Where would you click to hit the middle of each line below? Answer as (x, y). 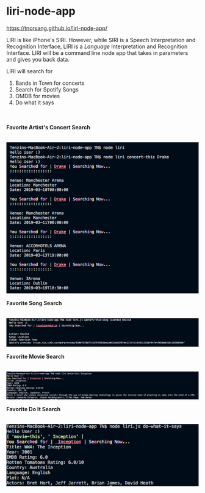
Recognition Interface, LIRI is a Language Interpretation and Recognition (97, 46)
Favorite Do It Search (34, 409)
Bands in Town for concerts (50, 83)
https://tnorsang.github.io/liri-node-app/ (57, 28)
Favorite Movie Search (36, 356)
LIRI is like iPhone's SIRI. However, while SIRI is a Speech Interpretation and (101, 40)
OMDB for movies (37, 96)
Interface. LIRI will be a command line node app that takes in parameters (97, 52)
